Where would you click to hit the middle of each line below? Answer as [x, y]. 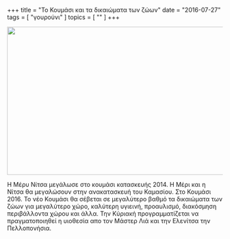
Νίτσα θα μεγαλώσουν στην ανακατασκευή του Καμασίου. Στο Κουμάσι [109, 192]
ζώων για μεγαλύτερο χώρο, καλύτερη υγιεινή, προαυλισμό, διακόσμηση [112, 206]
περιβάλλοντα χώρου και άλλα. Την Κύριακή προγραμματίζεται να [103, 214]
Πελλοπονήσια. [29, 228]
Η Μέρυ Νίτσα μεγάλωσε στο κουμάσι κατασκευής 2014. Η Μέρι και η [106, 185]
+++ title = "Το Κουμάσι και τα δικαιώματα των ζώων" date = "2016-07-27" [114, 10]
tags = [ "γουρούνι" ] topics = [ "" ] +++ [63, 17]
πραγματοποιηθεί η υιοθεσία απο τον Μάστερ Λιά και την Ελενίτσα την [109, 221]
